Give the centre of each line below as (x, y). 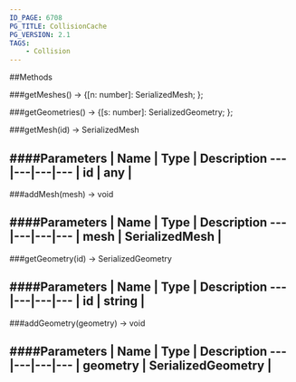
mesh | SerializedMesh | (153, 237)
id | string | (114, 301)
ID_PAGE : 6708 (36, 18)
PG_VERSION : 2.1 (40, 34)
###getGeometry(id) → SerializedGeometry (91, 258)
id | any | (108, 172)
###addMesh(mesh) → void (62, 194)
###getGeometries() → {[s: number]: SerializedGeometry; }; (121, 112)
